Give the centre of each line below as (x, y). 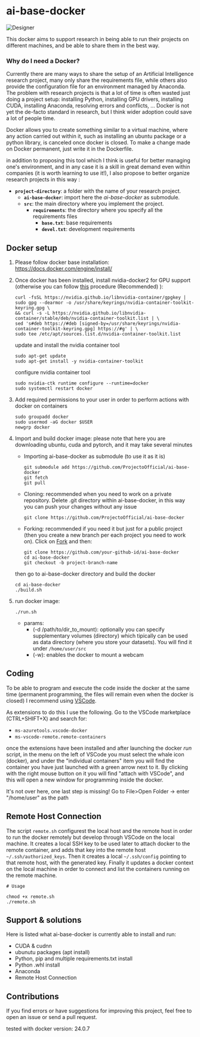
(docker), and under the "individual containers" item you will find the (90, 761)
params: (34, 623)
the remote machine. (32, 875)
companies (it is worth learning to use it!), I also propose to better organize (98, 173)
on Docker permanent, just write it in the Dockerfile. (70, 149)
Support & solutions (44, 920)
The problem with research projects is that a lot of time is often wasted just (98, 93)
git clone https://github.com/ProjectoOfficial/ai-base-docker (104, 518)
